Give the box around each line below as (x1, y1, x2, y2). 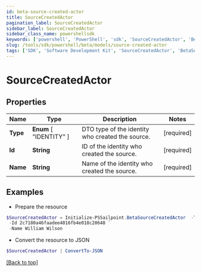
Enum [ (32, 125, 53, 133)
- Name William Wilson (8, 225, 63, 232)
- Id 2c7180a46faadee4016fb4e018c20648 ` (8, 220, 111, 226)
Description (102, 115, 137, 123)
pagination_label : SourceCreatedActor (6, 20, 103, 26)
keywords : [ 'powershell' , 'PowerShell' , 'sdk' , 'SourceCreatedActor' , (6, 36, 186, 42)
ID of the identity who (81, 142, 142, 150)
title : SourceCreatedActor (6, 14, 74, 20)
